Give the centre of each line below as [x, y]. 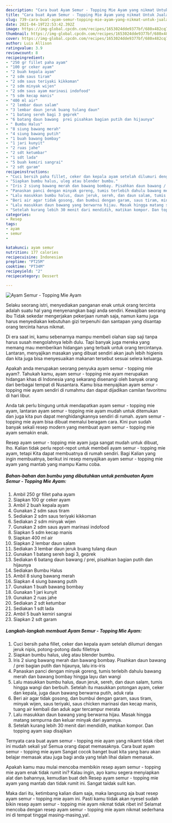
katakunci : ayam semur [30, 248]
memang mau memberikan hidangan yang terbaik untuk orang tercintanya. [84, 347]
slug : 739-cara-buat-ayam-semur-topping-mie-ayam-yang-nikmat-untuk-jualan [88, 19]
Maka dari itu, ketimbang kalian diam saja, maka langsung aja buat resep [82, 793]
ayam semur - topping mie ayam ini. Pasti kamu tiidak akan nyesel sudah [82, 798]
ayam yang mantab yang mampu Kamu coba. [53, 464]
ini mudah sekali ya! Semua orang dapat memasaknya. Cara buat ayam [80, 746]
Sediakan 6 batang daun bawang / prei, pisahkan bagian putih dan [83, 559]
